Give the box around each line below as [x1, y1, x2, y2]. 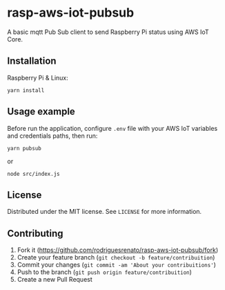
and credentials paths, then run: [7, 132, 98, 140]
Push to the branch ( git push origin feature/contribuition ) [17, 268, 192, 276]
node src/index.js [7, 170, 60, 177]
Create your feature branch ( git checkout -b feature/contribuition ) [17, 253, 215, 262]
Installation [7, 55, 57, 67]
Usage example [7, 106, 76, 118]
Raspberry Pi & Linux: [7, 73, 69, 82]
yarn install [7, 87, 45, 94]
